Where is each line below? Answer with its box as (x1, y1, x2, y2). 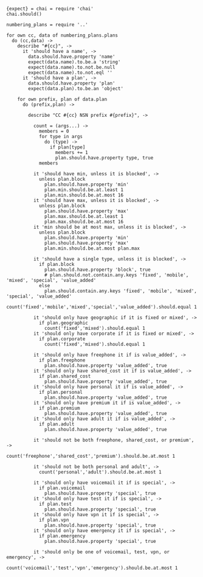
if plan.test (38, 501, 72, 507)
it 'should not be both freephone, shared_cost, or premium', (33, 437, 194, 443)
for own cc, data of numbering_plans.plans (6, 32, 119, 38)
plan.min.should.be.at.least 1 (44, 187, 123, 193)
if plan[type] (49, 144, 86, 150)
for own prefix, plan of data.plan (17, 96, 108, 102)
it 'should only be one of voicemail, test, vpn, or (33, 549, 170, 555)
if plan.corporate (38, 336, 86, 342)
